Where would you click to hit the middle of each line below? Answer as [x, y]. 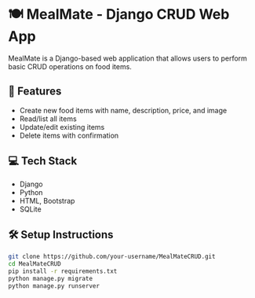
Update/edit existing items [62, 127]
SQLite [30, 209]
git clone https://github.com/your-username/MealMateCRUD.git [112, 257]
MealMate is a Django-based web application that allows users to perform [127, 58]
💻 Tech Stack [43, 161]
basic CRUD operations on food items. [70, 66]
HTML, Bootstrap [47, 201]
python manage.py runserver [54, 286]
